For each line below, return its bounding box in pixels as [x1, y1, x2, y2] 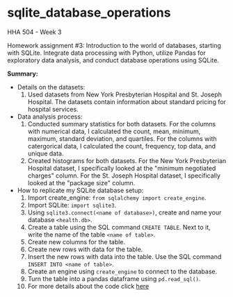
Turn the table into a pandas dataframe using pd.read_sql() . [27, 274, 201, 282]
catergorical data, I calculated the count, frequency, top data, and [27, 142, 216, 150]
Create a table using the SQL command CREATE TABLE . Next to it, [27, 223, 211, 231]
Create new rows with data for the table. [27, 245, 143, 253]
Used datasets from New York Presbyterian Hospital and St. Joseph [27, 90, 223, 99]
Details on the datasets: [17, 83, 86, 91]
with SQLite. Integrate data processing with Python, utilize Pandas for [7, 49, 207, 57]
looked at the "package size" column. [27, 178, 136, 187]
